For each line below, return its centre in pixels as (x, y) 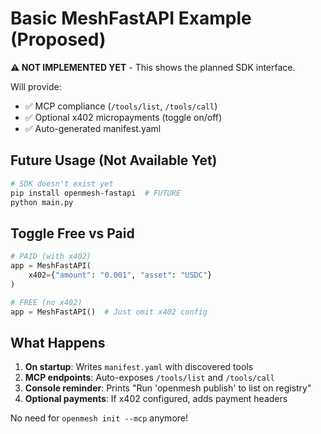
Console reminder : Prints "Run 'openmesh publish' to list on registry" (168, 388)
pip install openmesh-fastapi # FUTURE (96, 193)
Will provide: (36, 86)
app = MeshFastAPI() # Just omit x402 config (109, 312)
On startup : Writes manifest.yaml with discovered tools (139, 367)
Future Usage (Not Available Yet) (114, 160)
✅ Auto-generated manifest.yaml (93, 128)
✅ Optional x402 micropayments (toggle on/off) (123, 117)
